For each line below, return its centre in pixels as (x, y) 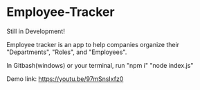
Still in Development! (36, 31)
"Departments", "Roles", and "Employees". (67, 52)
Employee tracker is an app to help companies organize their (93, 44)
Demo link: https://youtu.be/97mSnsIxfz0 (65, 79)
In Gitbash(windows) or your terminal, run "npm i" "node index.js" (100, 65)
